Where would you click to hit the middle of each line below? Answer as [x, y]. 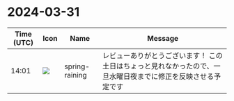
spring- [77, 66]
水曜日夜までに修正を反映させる [162, 76]
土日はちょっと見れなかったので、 [158, 66]
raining [76, 75]
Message [163, 38]
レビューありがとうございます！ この [162, 55]
